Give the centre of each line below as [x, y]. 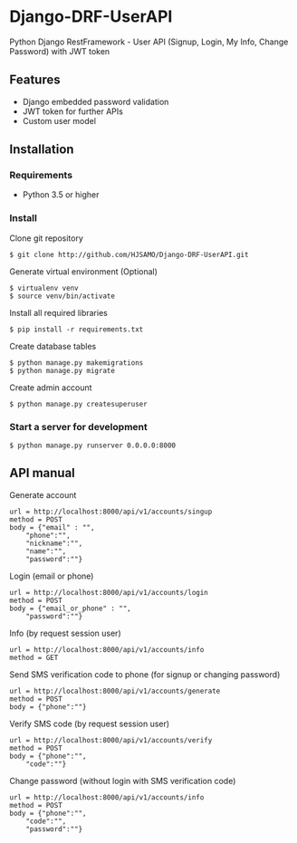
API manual [42, 473]
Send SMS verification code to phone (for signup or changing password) [145, 674]
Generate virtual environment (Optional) [84, 271]
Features [35, 80]
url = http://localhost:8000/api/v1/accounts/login [109, 592]
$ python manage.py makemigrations [77, 363]
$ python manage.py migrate [62, 370]
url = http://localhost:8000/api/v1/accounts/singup [111, 512]
